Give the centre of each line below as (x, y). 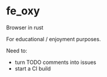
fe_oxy (23, 11)
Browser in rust (25, 27)
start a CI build (33, 68)
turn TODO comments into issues (55, 62)
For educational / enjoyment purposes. (53, 39)
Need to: (17, 50)
